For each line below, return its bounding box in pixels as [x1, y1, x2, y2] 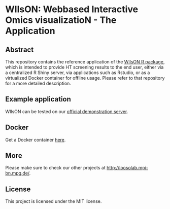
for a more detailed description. [5, 80, 71, 86]
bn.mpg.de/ [5, 170, 29, 176]
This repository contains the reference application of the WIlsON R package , [5, 59, 165, 64]
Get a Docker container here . [5, 136, 66, 143]
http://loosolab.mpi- [106, 165, 149, 171]
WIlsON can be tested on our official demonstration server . [5, 108, 128, 115]
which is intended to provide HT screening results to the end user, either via [5, 64, 164, 70]
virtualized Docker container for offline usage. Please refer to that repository [5, 75, 165, 81]
